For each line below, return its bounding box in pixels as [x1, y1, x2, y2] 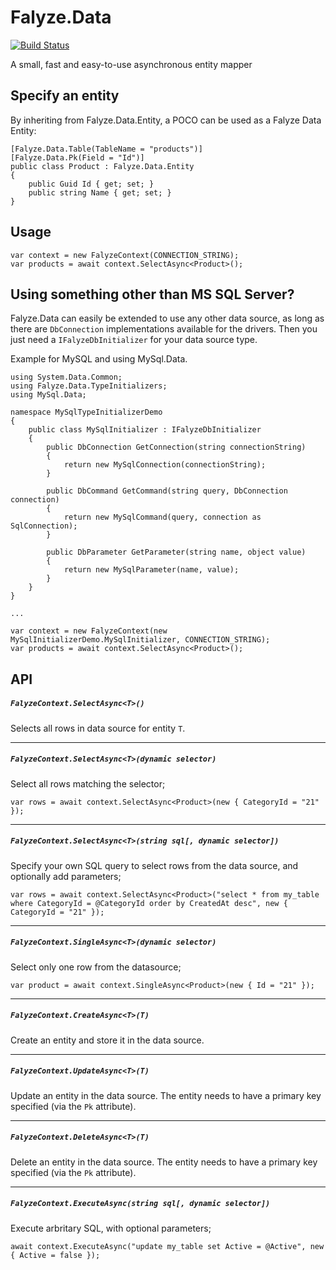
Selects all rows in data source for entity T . [10, 722, 186, 734]
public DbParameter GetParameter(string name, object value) [46, 547, 307, 558]
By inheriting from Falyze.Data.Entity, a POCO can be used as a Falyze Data [10, 114, 322, 126]
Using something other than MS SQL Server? [10, 286, 295, 303]
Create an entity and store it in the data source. [10, 1034, 205, 1046]
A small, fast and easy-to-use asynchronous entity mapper [10, 58, 253, 70]
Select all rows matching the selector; [10, 777, 166, 790]
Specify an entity [10, 87, 120, 105]
